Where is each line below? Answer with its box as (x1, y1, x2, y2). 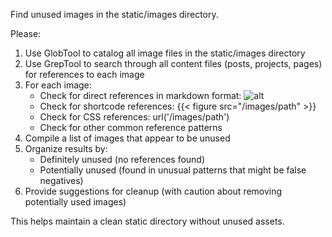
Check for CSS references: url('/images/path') (39, 111, 230, 123)
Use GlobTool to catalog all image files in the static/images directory (24, 47, 306, 59)
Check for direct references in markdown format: (39, 90, 242, 101)
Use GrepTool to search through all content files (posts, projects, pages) (24, 58, 323, 69)
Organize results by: (24, 143, 108, 154)
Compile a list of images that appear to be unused (24, 132, 231, 144)
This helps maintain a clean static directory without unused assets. (10, 215, 285, 227)
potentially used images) (24, 196, 127, 208)
